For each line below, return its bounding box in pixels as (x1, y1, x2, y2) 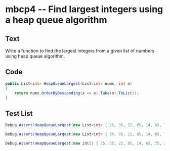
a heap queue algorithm (5, 14, 107, 26)
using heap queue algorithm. (5, 53, 65, 59)
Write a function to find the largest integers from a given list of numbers (5, 48, 155, 54)
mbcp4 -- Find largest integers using (5, 4, 163, 15)
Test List (5, 109, 33, 118)
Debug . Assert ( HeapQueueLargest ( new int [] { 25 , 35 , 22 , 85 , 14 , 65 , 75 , (5, 140, 162, 146)
